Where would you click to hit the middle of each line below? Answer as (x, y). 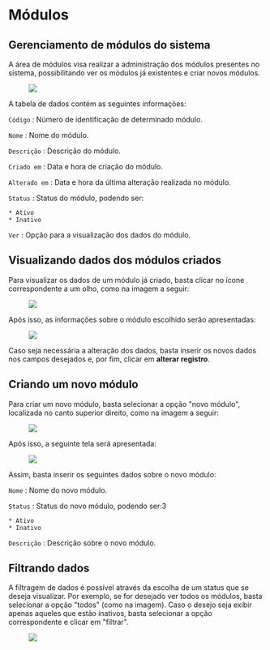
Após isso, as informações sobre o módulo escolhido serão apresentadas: (132, 319)
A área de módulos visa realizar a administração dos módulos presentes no (134, 64)
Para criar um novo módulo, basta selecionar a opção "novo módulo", (124, 404)
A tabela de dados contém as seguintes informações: (97, 104)
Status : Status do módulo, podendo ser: (76, 198)
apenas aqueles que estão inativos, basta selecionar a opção (110, 614)
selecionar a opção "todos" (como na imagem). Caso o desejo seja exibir (131, 605)
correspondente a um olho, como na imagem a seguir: (99, 289)
